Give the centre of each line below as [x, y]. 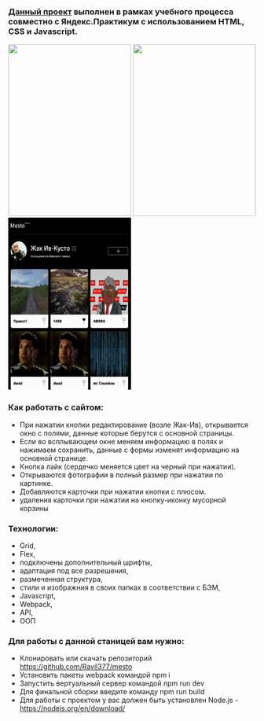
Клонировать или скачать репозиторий [86, 658]
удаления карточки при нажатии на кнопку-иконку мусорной [123, 500]
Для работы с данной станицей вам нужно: [96, 641]
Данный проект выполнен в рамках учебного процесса [121, 12]
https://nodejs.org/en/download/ [72, 708]
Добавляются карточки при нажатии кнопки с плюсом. [113, 491]
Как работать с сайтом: [56, 407]
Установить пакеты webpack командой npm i [95, 675]
